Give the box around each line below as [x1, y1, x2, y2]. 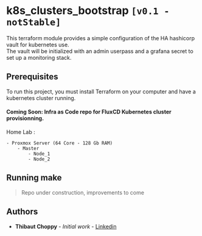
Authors [6, 207, 38, 217]
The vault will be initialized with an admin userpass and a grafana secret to [6, 47, 193, 55]
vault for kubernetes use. [6, 41, 69, 48]
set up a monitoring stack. [6, 54, 72, 61]
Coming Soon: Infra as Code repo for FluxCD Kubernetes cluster [6, 108, 172, 116]
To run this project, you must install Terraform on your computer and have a [6, 88, 196, 95]
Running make [6, 173, 62, 183]
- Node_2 [28, 156, 50, 162]
